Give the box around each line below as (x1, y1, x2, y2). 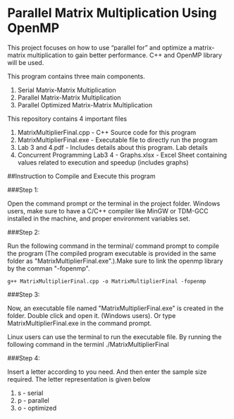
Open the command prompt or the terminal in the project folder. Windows (7, 199, 221, 208)
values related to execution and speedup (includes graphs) (17, 158, 189, 167)
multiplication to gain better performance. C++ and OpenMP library (27, 51, 222, 59)
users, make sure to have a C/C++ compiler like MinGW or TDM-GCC (7, 206, 209, 215)
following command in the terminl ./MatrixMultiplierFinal (7, 340, 169, 348)
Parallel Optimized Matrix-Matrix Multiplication (17, 100, 153, 109)
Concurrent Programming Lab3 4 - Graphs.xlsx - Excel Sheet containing (17, 151, 228, 159)
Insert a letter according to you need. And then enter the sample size (7, 367, 207, 376)
